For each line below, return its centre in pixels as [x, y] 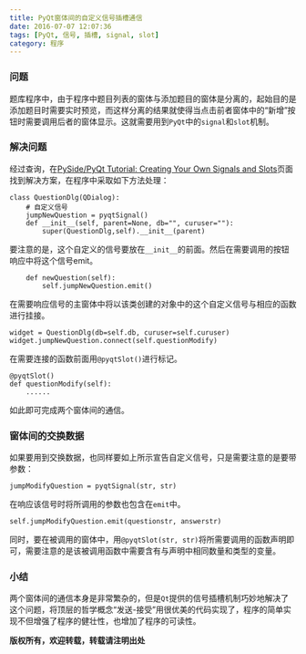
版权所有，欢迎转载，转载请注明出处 [77, 640]
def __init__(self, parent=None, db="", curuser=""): [130, 223]
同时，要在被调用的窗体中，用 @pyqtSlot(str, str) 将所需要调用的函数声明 [148, 540]
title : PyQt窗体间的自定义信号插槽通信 [76, 18]
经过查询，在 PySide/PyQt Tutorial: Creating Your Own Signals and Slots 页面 [152, 169]
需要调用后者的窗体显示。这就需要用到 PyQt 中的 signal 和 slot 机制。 [150, 121]
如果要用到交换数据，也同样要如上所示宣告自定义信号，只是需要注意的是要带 [153, 458]
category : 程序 [37, 43]
